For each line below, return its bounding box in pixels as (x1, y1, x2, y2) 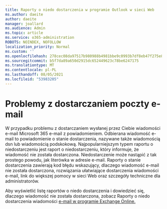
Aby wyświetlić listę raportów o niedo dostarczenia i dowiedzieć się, (5, 188, 145, 194)
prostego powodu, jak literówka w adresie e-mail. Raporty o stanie (5, 157, 141, 163)
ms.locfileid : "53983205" (5, 77, 59, 82)
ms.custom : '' (5, 49, 35, 54)
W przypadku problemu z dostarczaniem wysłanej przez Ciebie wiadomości (5, 125, 161, 131)
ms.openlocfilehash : (5, 53, 48, 59)
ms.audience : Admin (5, 26, 46, 31)
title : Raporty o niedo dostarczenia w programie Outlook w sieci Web (5, 7, 155, 12)
